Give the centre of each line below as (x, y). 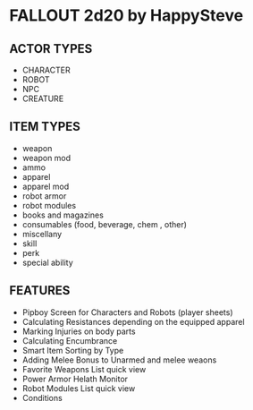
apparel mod (46, 186)
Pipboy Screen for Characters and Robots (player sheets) (128, 312)
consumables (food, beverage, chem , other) (105, 224)
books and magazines (63, 215)
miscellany (42, 234)
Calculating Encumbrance (70, 340)
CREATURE (43, 98)
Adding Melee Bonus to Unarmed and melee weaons (119, 360)
